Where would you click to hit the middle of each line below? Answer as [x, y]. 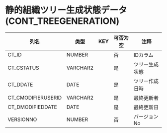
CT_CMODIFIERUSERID [35, 98]
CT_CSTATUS [23, 68]
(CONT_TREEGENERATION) [62, 21]
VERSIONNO [22, 119]
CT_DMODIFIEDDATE [32, 107]
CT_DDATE [20, 84]
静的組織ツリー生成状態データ [66, 10]
